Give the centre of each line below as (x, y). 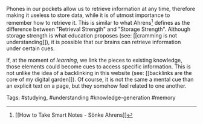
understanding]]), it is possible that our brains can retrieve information (94, 42)
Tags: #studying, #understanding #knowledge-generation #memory (91, 97)
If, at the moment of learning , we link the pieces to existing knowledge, (94, 60)
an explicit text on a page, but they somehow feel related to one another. (96, 86)
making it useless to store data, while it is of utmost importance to (88, 15)
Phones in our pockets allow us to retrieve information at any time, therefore (101, 9)
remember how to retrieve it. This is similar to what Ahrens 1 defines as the (98, 22)
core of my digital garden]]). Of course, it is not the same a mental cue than (100, 79)
